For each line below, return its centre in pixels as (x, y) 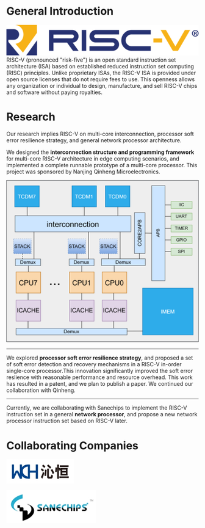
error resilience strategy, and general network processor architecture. (94, 140)
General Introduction (60, 11)
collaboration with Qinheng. (41, 390)
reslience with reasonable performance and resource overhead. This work (100, 377)
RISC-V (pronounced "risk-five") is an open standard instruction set (91, 60)
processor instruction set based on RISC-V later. (67, 421)
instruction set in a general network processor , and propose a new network (102, 414)
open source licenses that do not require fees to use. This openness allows (101, 79)
